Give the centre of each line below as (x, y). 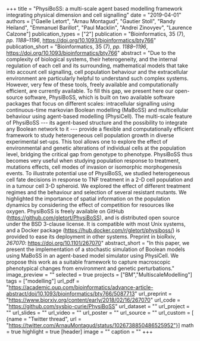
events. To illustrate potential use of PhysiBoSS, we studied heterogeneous (98, 173)
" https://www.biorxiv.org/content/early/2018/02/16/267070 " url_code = (93, 300)
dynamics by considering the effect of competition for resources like (90, 205)
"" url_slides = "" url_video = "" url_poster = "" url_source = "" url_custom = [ (100, 313)
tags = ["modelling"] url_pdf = (43, 281)
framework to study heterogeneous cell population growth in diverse (90, 135)
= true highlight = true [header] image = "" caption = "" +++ (79, 331)
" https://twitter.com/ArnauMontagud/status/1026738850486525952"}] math (100, 325)
